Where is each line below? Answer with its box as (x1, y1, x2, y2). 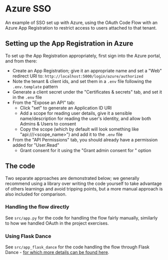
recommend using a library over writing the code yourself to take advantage (5, 180, 162, 186)
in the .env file (12, 94, 42, 100)
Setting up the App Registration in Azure (5, 39, 133, 48)
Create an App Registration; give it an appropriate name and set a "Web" (12, 67, 162, 73)
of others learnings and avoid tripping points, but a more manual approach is (5, 185, 163, 191)
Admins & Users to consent (19, 120, 76, 126)
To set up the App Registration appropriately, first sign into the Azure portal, (5, 52, 161, 58)
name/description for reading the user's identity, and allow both (19, 115, 151, 121)
